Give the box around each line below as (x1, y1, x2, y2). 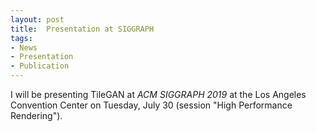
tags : (10, 33, 33, 43)
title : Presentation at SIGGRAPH (10, 24, 155, 34)
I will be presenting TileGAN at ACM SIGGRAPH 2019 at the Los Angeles (10, 89, 307, 100)
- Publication (10, 61, 70, 71)
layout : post (10, 14, 65, 25)
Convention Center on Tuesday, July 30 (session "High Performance (10, 99, 293, 111)
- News (10, 42, 38, 53)
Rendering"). (10, 110, 63, 121)
